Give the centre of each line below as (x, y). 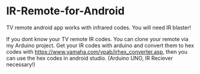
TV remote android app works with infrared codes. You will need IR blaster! (99, 27)
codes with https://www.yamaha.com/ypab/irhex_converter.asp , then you (97, 51)
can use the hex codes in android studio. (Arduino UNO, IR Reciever (90, 58)
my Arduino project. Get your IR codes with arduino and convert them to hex (100, 45)
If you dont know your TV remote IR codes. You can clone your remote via (97, 39)
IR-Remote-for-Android (65, 11)
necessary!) (21, 64)
